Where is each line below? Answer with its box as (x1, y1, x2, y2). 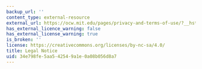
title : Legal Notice (6, 48, 58, 54)
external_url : (6, 20, 42, 26)
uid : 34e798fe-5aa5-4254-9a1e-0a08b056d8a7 (6, 53, 117, 59)
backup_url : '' (6, 8, 44, 15)
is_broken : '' (6, 37, 42, 43)
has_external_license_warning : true (6, 31, 98, 37)
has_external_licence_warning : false (6, 25, 101, 32)
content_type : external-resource (6, 14, 90, 20)
